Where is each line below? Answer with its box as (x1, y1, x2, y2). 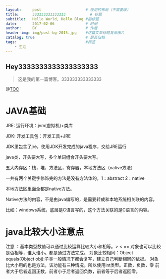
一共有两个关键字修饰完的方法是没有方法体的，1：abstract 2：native (5, 175, 145, 181)
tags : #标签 (5, 40, 96, 45)
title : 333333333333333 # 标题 (5, 12, 102, 17)
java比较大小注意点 (5, 226, 84, 237)
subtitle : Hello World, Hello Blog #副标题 (5, 16, 99, 21)
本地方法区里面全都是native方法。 (5, 186, 75, 192)
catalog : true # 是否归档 (5, 35, 105, 40)
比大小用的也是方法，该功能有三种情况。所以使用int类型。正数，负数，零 (5, 262, 154, 268)
